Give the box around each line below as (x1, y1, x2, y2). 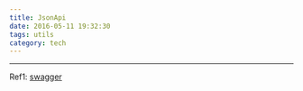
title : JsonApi (9, 13, 67, 23)
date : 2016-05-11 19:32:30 (9, 22, 111, 31)
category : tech (9, 38, 67, 48)
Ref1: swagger (9, 71, 63, 82)
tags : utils (9, 30, 54, 39)
